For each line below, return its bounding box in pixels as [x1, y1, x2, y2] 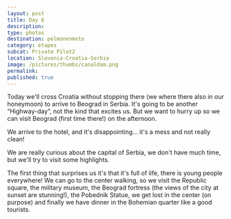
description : [7, 23, 45, 30]
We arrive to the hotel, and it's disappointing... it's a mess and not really [7, 128, 210, 136]
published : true [7, 73, 54, 81]
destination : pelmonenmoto [7, 36, 85, 43]
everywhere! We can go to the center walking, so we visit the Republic [7, 176, 207, 185]
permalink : [7, 67, 39, 74]
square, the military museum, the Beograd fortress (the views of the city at [7, 183, 219, 192]
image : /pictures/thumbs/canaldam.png [7, 61, 119, 68]
